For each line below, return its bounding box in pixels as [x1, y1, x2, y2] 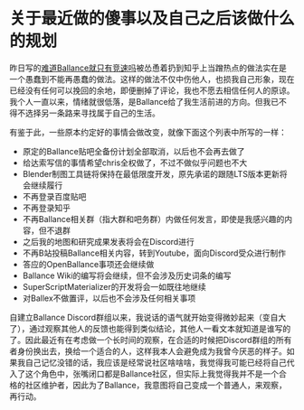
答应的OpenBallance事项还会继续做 [22, 258, 155, 269]
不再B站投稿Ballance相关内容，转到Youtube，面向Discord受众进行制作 [22, 247, 287, 258]
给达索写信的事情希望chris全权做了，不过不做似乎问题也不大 [22, 157, 248, 168]
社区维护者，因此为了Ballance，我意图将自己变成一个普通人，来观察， [24, 379, 288, 390]
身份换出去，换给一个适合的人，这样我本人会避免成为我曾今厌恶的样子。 [16, 345, 287, 357]
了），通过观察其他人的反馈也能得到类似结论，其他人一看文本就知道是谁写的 [9, 322, 291, 334]
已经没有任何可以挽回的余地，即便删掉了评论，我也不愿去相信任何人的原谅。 [9, 85, 295, 96]
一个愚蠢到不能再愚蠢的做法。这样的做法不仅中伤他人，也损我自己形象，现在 [9, 73, 295, 84]
